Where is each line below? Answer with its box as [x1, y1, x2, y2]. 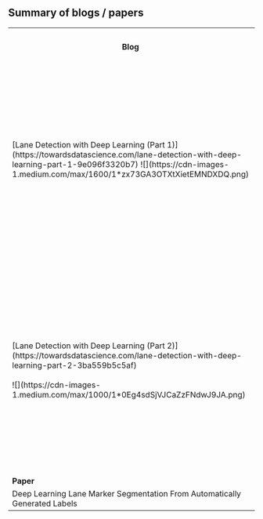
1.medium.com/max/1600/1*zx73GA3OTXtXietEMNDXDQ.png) [12, 169, 249, 180]
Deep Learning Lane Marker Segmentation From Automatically [12, 488, 241, 499]
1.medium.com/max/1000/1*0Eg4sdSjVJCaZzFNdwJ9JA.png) [12, 389, 246, 400]
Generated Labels [12, 498, 78, 509]
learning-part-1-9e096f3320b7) [12, 158, 139, 169]
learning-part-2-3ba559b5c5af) [12, 360, 137, 371]
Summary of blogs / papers [8, 6, 144, 20]
